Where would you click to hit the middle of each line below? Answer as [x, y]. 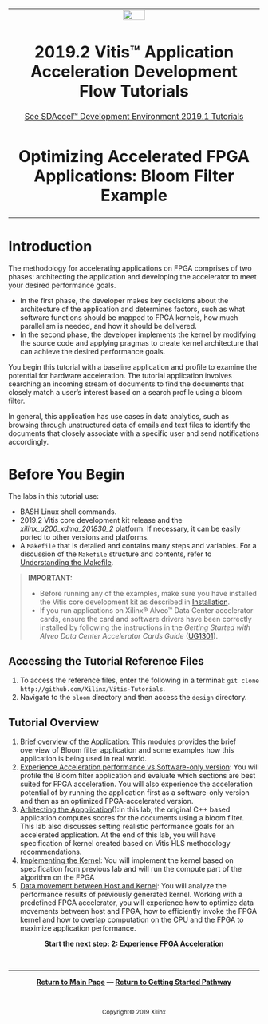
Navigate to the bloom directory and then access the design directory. [133, 698]
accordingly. [29, 442]
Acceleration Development [134, 71]
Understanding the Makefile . [67, 563]
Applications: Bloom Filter [134, 176]
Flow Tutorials [134, 91]
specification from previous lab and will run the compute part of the [130, 868]
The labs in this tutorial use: [54, 496]
